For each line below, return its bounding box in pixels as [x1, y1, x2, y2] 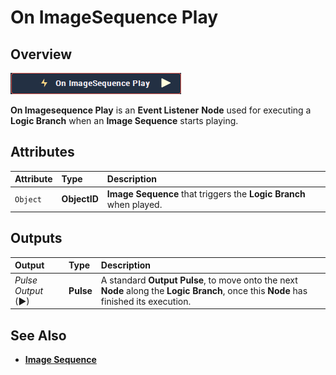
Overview [10, 46, 73, 63]
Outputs [10, 230, 63, 247]
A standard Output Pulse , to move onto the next [100, 274, 298, 286]
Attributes [10, 144, 75, 161]
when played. [106, 198, 163, 210]
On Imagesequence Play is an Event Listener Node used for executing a [10, 104, 312, 116]
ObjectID [61, 193, 99, 205]
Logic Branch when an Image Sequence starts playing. [10, 115, 239, 126]
